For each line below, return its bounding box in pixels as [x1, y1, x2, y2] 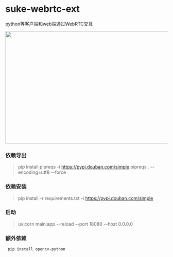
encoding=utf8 [18, 169, 50, 175]
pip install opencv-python [7, 247, 66, 252]
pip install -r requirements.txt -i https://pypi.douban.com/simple [18, 195, 153, 201]
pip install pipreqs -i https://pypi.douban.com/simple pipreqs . [18, 164, 149, 170]
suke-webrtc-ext [5, 3, 80, 15]
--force [50, 169, 66, 175]
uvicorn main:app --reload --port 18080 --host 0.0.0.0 [18, 221, 133, 227]
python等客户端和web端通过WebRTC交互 [5, 21, 93, 27]
